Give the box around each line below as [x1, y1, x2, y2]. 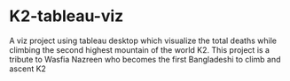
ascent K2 [9, 63, 47, 74]
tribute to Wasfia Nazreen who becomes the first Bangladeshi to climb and [9, 54, 281, 64]
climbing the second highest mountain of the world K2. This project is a [9, 44, 270, 55]
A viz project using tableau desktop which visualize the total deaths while [9, 35, 278, 46]
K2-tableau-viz [9, 6, 124, 26]
